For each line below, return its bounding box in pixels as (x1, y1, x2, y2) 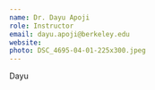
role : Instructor (9, 21, 74, 30)
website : (9, 37, 42, 47)
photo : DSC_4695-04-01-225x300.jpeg (9, 46, 146, 55)
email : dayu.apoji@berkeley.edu (9, 29, 130, 38)
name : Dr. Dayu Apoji (9, 12, 90, 22)
